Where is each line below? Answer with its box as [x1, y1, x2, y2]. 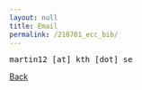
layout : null [9, 13, 58, 22]
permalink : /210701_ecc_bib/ [9, 30, 119, 39]
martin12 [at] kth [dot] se [9, 55, 133, 65]
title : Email [9, 22, 58, 31]
